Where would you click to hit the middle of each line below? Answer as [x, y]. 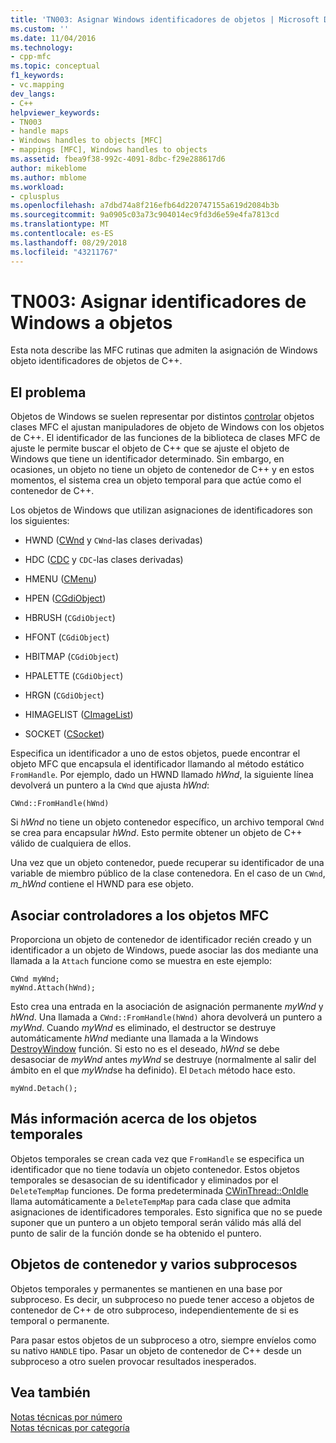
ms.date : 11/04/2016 [53, 38]
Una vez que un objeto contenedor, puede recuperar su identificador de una [167, 863]
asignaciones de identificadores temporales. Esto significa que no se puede [166, 1212]
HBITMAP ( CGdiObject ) [72, 657]
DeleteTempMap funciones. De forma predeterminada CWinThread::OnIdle [159, 1190]
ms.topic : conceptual [55, 66]
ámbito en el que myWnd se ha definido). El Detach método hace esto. [153, 1070]
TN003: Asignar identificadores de [158, 301]
